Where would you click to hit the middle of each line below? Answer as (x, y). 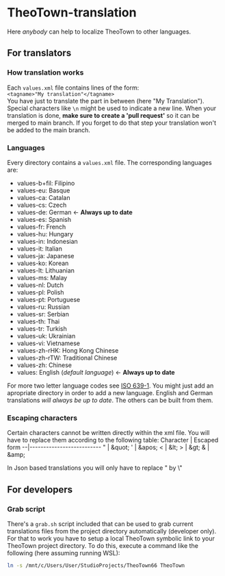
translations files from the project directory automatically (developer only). (112, 531)
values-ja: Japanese (45, 255)
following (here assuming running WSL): (64, 553)
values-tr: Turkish (42, 328)
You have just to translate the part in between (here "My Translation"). (106, 101)
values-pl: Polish (40, 292)
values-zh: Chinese (44, 365)
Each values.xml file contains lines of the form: (73, 88)
